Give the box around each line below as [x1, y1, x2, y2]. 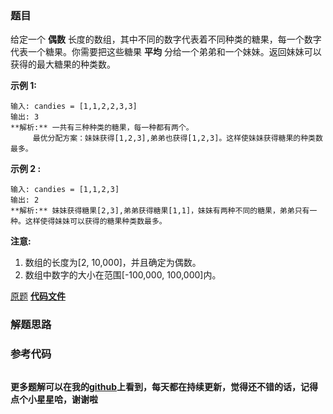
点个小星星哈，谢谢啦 [10, 393, 98, 405]
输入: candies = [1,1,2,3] [10, 185, 120, 195]
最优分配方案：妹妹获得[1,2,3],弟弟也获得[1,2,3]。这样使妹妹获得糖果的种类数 [32, 133, 323, 144]
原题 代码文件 [10, 290, 66, 302]
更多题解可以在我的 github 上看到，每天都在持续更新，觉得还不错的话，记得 [10, 380, 319, 392]
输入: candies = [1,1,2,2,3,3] [10, 102, 138, 112]
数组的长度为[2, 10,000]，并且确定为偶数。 [24, 257, 202, 269]
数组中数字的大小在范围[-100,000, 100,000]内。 [24, 269, 222, 281]
